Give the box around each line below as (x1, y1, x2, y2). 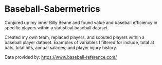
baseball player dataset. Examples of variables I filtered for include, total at (4, 39, 154, 45)
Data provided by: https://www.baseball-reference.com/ (4, 54, 117, 60)
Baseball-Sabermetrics (4, 3, 100, 15)
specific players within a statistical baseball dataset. (4, 24, 109, 30)
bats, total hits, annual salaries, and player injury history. (4, 44, 117, 50)
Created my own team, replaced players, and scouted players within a (4, 34, 144, 40)
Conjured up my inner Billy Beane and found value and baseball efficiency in (4, 20, 158, 25)
